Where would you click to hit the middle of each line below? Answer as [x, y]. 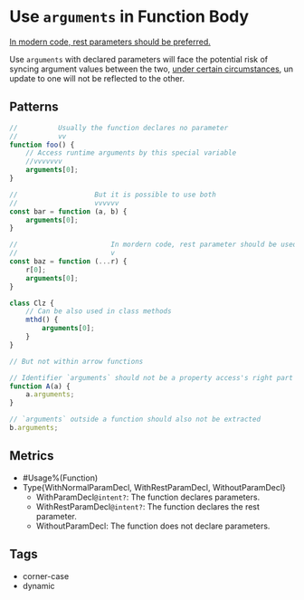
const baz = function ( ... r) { [68, 262]
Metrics [32, 456]
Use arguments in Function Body [129, 17]
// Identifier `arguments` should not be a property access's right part [152, 377]
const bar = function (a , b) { [68, 211]
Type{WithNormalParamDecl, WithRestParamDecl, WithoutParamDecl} [154, 487]
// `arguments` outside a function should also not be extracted [135, 419]
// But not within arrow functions [76, 361]
